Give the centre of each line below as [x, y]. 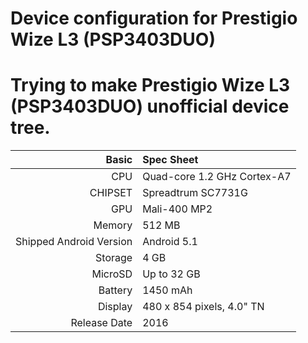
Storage [114, 258]
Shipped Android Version [74, 242]
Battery [115, 290]
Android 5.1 [170, 242]
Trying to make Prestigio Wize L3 [150, 85]
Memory [113, 225]
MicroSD [112, 274]
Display [115, 307]
